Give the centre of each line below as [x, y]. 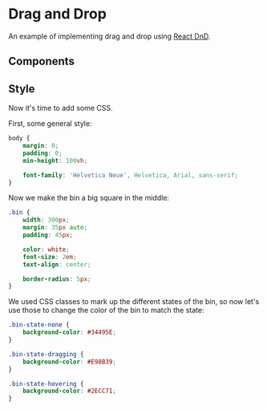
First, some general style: [50, 124]
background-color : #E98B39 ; [69, 362]
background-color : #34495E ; [69, 333]
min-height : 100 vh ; [55, 160]
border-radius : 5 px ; [57, 279]
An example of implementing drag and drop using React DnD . [109, 36]
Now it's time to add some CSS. [61, 108]
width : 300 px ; [46, 220]
